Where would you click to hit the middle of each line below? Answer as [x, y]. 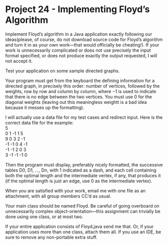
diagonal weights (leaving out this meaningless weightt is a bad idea [76, 102]
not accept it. [19, 61]
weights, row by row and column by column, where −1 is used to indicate [81, 91]
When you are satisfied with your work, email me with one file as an [75, 190]
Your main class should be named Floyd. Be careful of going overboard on [82, 206]
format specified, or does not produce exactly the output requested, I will [81, 55]
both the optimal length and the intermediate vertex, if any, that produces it [83, 175]
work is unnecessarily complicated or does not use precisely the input [78, 50]
